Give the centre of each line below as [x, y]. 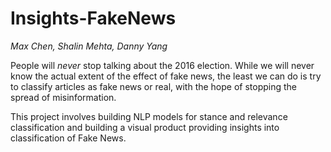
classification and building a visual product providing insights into [145, 127]
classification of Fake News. [68, 138]
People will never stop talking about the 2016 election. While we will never [162, 65]
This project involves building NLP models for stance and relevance [149, 116]
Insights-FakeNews [93, 18]
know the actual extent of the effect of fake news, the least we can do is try [166, 76]
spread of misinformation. [63, 97]
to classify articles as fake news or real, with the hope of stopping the [154, 86]
